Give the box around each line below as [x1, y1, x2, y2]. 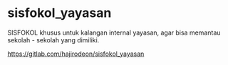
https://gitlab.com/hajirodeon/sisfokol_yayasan [7, 49, 145, 58]
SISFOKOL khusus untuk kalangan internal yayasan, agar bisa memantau [7, 28, 221, 37]
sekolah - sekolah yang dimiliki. [7, 35, 100, 44]
